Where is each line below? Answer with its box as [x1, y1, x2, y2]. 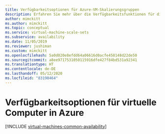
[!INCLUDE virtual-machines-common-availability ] [5, 123, 107, 129]
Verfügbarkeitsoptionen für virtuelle [5, 97, 157, 108]
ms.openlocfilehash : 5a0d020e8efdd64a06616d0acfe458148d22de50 [5, 53, 137, 58]
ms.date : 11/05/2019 [5, 39, 48, 44]
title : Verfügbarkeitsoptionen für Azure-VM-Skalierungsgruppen [5, 7, 139, 12]
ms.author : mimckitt [5, 21, 48, 26]
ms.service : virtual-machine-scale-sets [5, 30, 89, 35]
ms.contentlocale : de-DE [5, 67, 56, 72]
